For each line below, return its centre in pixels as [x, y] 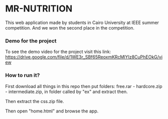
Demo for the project [31, 40]
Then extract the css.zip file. [35, 101]
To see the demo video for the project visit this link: [58, 52]
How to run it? [23, 75]
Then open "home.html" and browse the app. [52, 111]
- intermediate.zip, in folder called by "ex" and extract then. [66, 91]
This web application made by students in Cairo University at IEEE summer [82, 22]
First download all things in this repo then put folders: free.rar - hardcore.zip [84, 86]
